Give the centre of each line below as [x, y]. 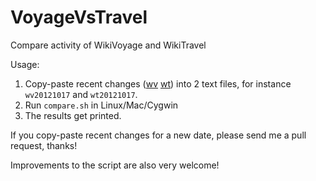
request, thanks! [44, 145]
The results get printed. [73, 115]
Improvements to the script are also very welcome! [115, 165]
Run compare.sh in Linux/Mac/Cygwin [101, 105]
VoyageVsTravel [79, 17]
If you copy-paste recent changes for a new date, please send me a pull [158, 135]
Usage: [25, 64]
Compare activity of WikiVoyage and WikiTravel [108, 45]
